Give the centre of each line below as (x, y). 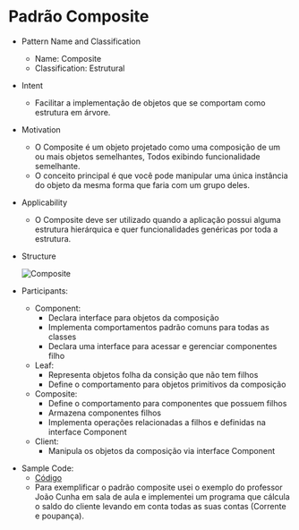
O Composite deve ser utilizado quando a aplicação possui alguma (158, 219)
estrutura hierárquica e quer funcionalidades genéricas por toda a (156, 229)
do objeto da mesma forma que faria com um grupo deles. (142, 184)
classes (62, 337)
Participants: (45, 291)
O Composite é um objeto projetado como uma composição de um (158, 147)
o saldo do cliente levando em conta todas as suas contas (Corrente (161, 506)
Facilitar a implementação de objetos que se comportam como (150, 103)
